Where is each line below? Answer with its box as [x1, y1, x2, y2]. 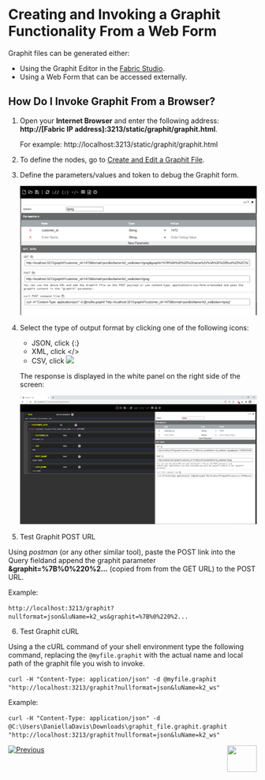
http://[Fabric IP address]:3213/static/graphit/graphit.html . [19, 124, 218, 133]
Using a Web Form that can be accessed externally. [19, 72, 188, 81]
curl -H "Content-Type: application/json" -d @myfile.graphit [8, 675, 217, 683]
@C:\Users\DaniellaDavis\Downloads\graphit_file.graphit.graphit [8, 722, 227, 730]
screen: [19, 380, 45, 390]
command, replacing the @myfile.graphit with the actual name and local [8, 650, 243, 659]
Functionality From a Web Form [8, 22, 217, 40]
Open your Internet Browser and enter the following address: [19, 116, 219, 125]
